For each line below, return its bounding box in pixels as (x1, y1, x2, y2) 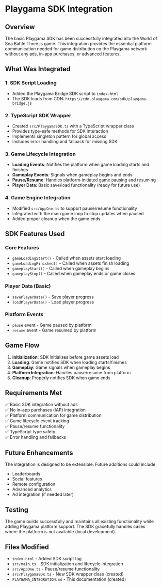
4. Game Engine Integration (5, 194, 71, 201)
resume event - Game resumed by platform (12, 327, 97, 333)
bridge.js (12, 101, 32, 106)
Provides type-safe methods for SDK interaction (12, 128, 108, 134)
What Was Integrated (5, 65, 71, 73)
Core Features (5, 244, 39, 251)
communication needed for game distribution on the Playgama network (5, 46, 147, 51)
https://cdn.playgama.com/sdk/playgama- (65, 96, 148, 101)
